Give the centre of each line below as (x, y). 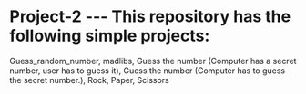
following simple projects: (110, 36)
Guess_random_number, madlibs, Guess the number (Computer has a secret (153, 61)
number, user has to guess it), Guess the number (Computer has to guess (148, 70)
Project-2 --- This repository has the (150, 17)
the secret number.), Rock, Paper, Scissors (90, 80)
